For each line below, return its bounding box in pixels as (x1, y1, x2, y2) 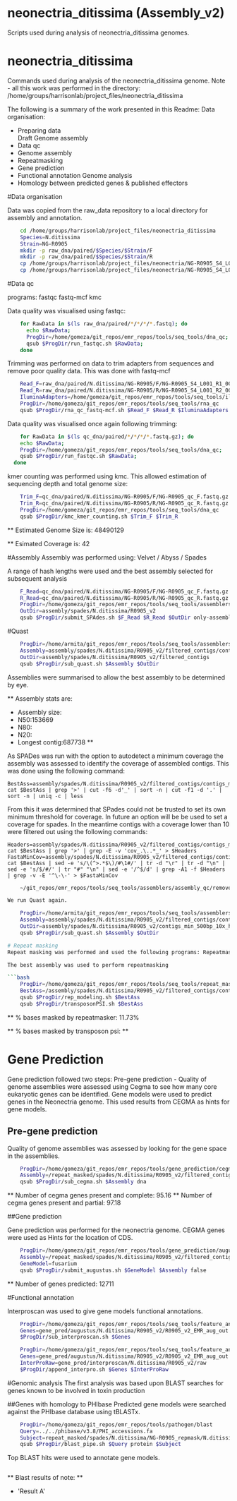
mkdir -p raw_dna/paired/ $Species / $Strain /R (20, 253, 153, 260)
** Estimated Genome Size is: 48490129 (7, 526, 125, 534)
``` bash (7, 974, 30, 982)
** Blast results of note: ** (7, 1473, 83, 1482)
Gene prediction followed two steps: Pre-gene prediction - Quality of (7, 1075, 207, 1083)
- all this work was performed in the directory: (7, 83, 141, 92)
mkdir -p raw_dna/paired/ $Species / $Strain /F (20, 247, 153, 254)
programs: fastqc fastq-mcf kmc (7, 293, 102, 301)
